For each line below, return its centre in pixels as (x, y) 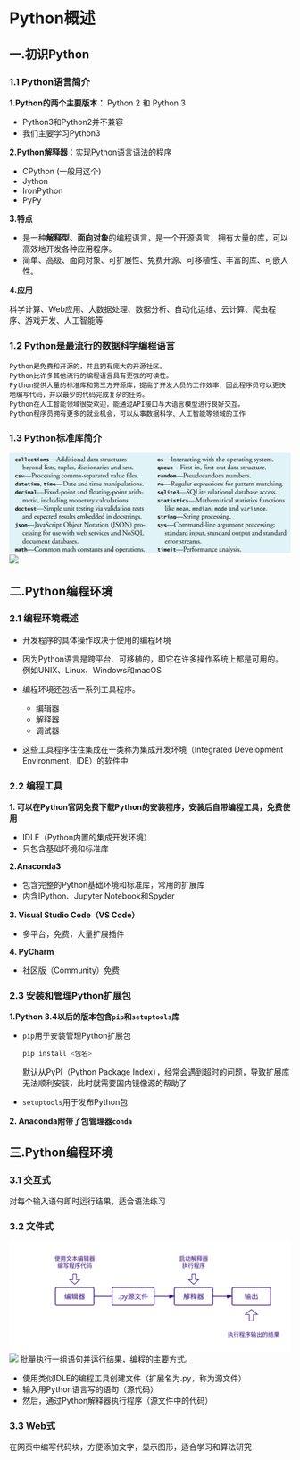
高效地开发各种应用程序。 (69, 249)
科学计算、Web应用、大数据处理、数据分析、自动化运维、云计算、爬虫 (139, 308)
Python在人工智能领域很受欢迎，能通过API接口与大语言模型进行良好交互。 (127, 405)
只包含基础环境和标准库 (65, 848)
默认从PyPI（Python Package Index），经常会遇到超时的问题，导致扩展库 (156, 1072)
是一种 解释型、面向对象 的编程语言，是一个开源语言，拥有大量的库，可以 (155, 237)
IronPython (42, 190)
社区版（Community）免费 (71, 970)
